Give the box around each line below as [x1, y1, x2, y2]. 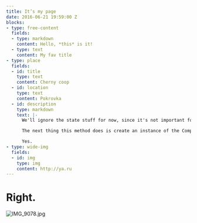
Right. [6, 191, 36, 204]
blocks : [6, 19, 25, 25]
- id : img [11, 155, 35, 161]
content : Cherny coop [16, 80, 69, 85]
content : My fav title [16, 52, 72, 58]
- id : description [11, 101, 57, 107]
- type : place [6, 57, 41, 63]
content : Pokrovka [16, 95, 62, 101]
